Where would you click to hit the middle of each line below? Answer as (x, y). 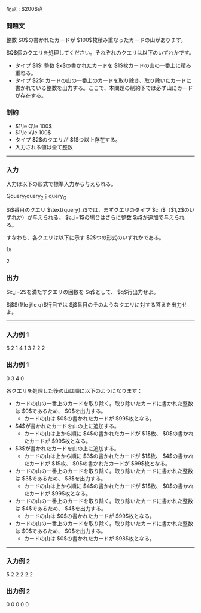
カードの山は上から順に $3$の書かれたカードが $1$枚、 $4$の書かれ (109, 456)
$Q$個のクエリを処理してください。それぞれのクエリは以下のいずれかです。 (100, 53)
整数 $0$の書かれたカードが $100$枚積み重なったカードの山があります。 (96, 40)
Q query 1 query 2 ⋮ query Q (36, 196)
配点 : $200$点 (25, 9)
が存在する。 (31, 95)
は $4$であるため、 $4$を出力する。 (60, 508)
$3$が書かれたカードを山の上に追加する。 (67, 448)
